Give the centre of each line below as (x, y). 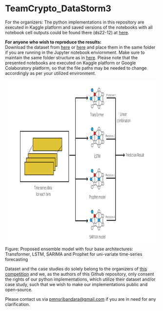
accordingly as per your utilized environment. (51, 73)
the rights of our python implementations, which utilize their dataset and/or (80, 279)
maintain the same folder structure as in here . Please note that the (71, 57)
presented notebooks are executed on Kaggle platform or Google (71, 63)
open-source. (19, 289)
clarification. (18, 304)
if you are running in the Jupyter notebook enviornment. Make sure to (75, 52)
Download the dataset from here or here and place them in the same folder (80, 47)
